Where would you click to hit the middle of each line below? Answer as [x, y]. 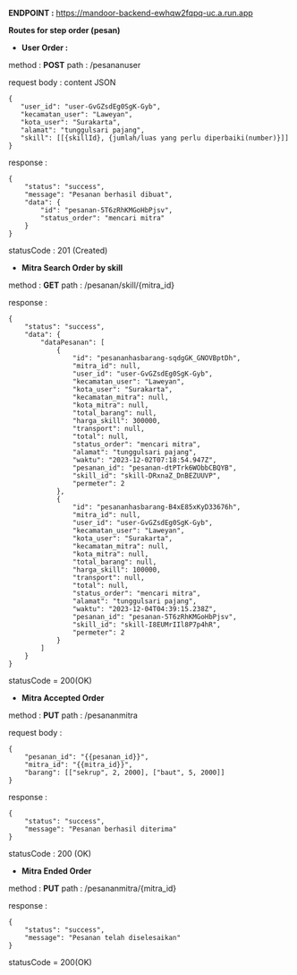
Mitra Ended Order [56, 871]
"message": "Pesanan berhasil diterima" [101, 829]
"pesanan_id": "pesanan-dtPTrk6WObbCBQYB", [155, 468]
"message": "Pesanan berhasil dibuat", [99, 194]
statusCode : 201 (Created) [58, 250]
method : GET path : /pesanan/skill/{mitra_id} [92, 285]
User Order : [45, 47]
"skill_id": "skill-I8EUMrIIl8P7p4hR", [146, 625]
